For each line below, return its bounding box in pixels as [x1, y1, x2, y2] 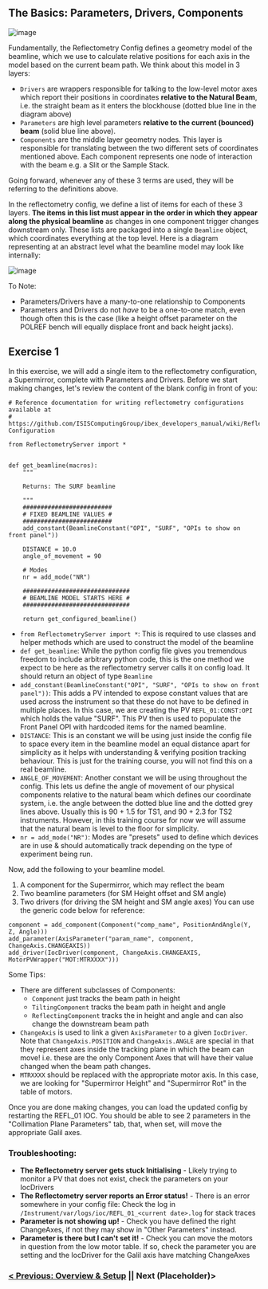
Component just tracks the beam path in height [31, 993, 181, 1003]
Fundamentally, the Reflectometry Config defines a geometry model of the [8, 43, 253, 53]
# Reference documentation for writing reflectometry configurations [8, 399, 245, 407]
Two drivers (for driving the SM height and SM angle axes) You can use [19, 897, 255, 906]
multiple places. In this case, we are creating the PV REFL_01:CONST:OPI [19, 705, 253, 714]
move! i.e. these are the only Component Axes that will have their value [19, 1052, 254, 1063]
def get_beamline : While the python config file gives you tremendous [19, 646, 247, 655]
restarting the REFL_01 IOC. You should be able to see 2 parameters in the [8, 1110, 251, 1120]
